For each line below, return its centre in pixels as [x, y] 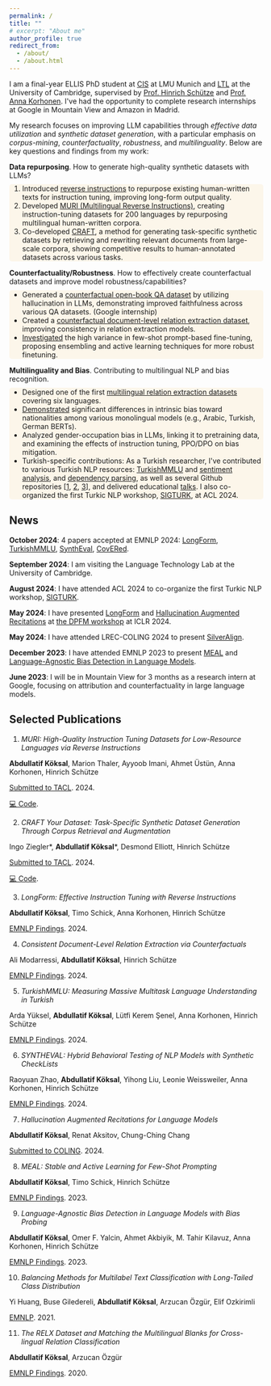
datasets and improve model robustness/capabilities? [98, 281]
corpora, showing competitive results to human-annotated [138, 248]
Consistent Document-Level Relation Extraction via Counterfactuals [133, 944]
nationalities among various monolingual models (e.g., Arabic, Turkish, [139, 418]
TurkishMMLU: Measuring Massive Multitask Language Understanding [139, 991]
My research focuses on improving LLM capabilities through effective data [133, 125]
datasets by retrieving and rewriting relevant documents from [124, 240]
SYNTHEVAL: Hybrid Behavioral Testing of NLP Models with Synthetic [137, 1055]
